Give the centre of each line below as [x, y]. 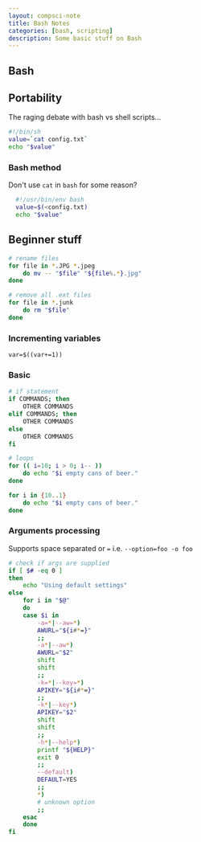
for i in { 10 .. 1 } [37, 495]
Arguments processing [54, 531]
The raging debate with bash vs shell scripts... [85, 117]
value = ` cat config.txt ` [48, 140]
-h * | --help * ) [59, 742]
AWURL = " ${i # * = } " [64, 630]
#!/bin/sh [25, 132]
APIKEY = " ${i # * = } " [66, 690]
